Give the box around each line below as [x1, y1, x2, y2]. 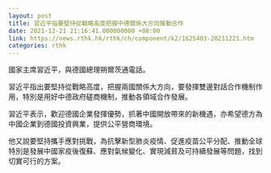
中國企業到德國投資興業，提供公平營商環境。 [8, 119, 157, 129]
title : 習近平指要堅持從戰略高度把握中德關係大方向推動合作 [8, 19, 184, 27]
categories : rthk [8, 42, 67, 50]
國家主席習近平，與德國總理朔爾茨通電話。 [8, 65, 150, 75]
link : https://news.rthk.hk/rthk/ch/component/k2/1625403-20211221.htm [8, 34, 254, 43]
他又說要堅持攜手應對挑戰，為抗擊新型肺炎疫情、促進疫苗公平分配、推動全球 [8, 136, 263, 146]
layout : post [8, 11, 52, 20]
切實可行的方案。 [8, 156, 65, 166]
